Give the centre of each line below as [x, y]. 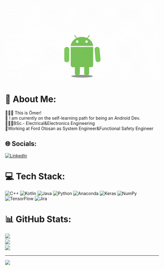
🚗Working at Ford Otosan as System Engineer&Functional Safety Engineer [79, 128]
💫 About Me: [31, 99]
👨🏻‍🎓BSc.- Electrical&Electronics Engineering [50, 123]
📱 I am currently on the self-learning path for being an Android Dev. [73, 118]
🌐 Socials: [21, 144]
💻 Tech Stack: [35, 176]
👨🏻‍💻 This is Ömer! [23, 113]
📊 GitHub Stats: [38, 219]
